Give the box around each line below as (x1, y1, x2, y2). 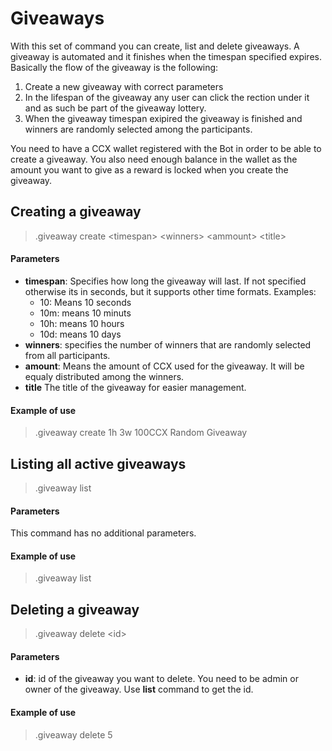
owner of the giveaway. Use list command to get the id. (24, 683, 254, 696)
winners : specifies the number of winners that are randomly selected (24, 338, 312, 351)
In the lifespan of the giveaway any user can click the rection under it (24, 91, 310, 103)
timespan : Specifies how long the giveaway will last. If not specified (24, 275, 307, 287)
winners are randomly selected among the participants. (24, 123, 253, 135)
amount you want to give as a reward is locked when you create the (10, 163, 289, 176)
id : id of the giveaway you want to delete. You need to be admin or (24, 673, 299, 685)
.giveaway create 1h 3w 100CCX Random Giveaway (34, 427, 248, 439)
